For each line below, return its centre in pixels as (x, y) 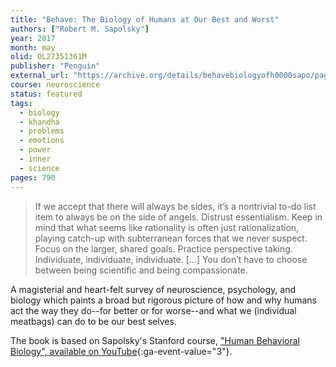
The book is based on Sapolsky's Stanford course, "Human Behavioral (155, 340)
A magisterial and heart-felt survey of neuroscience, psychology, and (153, 289)
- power (35, 150)
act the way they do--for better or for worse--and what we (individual (153, 310)
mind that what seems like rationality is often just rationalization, (167, 227)
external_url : (40, 76)
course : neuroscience (55, 85)
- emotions (42, 141)
